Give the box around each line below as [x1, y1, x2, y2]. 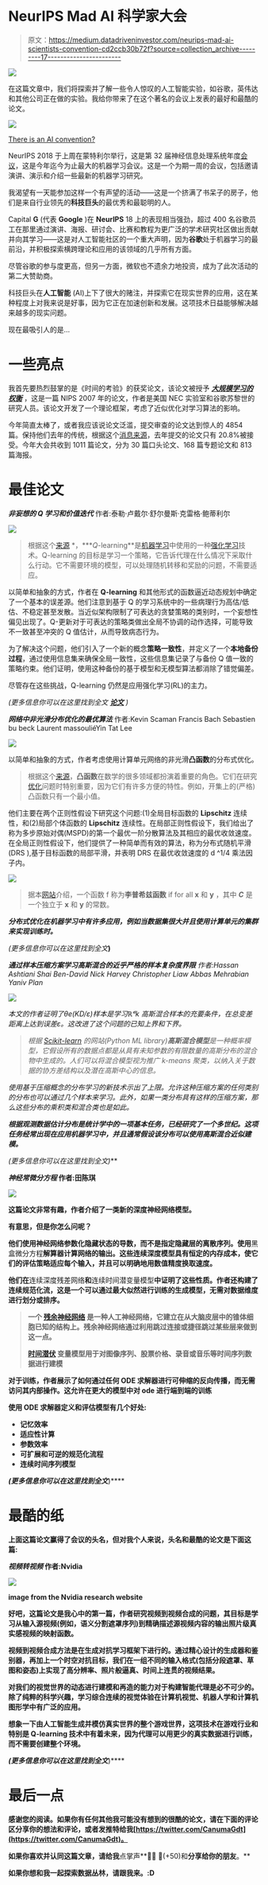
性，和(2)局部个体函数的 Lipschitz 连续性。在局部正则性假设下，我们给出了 [8, 818, 254, 828]
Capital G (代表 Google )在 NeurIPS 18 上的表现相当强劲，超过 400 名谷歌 [8, 214, 250, 223]
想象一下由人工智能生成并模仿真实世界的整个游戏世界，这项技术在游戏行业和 [8, 1719, 258, 1728]
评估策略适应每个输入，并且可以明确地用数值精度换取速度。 [21, 1258, 216, 1268]
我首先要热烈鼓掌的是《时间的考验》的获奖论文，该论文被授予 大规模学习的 [8, 383, 254, 393]
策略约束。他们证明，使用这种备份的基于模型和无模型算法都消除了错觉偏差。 [8, 663, 258, 673]
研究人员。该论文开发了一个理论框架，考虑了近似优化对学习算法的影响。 [8, 403, 244, 413]
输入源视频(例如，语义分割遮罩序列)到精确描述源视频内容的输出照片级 [21, 1619, 250, 1628]
